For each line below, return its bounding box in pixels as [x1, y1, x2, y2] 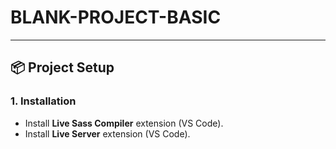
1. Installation [10, 94, 77, 108]
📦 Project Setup [10, 59, 115, 76]
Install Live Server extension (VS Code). [24, 127, 191, 140]
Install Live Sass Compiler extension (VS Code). [24, 117, 224, 129]
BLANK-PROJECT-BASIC [10, 6, 222, 29]
